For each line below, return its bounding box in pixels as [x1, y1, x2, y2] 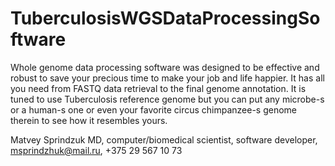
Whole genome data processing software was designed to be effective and [10, 61, 320, 73]
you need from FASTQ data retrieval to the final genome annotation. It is [10, 82, 307, 94]
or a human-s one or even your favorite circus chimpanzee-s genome [10, 103, 298, 116]
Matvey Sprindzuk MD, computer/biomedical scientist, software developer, [10, 133, 318, 146]
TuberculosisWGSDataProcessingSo [10, 7, 321, 30]
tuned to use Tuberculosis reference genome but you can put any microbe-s [10, 93, 325, 105]
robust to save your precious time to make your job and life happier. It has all [10, 72, 325, 84]
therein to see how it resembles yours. [10, 114, 168, 126]
